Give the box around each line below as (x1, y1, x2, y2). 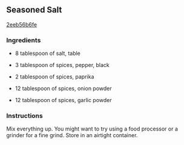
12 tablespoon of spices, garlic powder (15, 97, 112, 104)
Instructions (6, 112, 44, 120)
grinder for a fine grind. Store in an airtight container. (6, 132, 138, 139)
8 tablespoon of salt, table (15, 50, 80, 57)
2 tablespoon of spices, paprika (15, 73, 94, 80)
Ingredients (6, 36, 41, 44)
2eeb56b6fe (6, 21, 38, 28)
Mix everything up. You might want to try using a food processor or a (6, 125, 179, 132)
